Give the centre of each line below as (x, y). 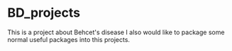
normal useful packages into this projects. (68, 39)
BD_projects (44, 13)
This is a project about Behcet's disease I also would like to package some (116, 32)
